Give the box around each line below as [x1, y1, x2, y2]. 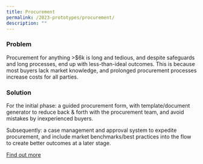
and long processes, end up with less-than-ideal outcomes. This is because [6, 60, 195, 67]
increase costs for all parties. [6, 73, 79, 80]
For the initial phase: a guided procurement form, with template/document [6, 102, 190, 109]
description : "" [6, 20, 47, 26]
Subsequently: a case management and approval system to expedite [6, 126, 177, 134]
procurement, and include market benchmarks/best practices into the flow [6, 133, 192, 140]
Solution [6, 88, 32, 97]
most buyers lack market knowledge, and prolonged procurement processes [6, 67, 197, 74]
